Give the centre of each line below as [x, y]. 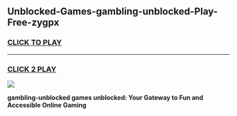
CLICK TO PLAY [35, 43]
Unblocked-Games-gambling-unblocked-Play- [113, 12]
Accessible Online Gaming [47, 105]
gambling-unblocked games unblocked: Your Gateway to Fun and [105, 97]
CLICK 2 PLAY [32, 69]
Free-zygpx [34, 23]
